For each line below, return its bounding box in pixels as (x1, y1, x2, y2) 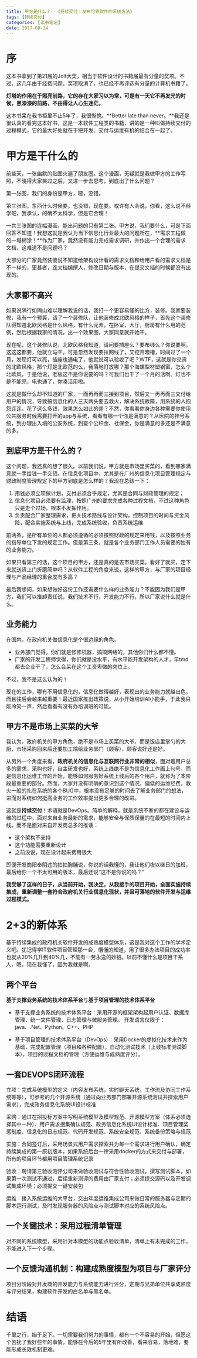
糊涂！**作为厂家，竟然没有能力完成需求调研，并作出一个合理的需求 (21, 237, 186, 244)
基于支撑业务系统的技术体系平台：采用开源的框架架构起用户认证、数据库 (14, 1009, 189, 1016)
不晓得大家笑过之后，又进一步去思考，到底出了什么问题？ (16, 177, 155, 185)
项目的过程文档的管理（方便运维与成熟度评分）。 (27, 1051, 144, 1058)
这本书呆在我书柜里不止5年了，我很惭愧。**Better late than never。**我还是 (6, 112, 189, 119)
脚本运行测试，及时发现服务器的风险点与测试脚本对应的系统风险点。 (6, 1202, 171, 1209)
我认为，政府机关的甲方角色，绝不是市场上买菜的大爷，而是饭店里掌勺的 (6, 738, 181, 745)
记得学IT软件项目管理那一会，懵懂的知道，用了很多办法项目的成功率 (26, 946, 191, 953)
